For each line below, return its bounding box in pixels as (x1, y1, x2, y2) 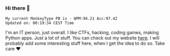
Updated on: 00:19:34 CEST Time (5, 20, 74, 26)
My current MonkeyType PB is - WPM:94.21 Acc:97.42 (5, 16, 117, 21)
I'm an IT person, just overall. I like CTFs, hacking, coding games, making (5, 30, 159, 36)
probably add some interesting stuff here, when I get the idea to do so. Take (5, 40, 165, 46)
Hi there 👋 (5, 5, 31, 12)
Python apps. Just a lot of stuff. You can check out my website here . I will (5, 35, 160, 41)
